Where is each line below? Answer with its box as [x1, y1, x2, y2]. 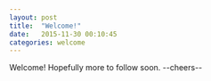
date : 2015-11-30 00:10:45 [9, 29, 118, 38]
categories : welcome [9, 37, 86, 47]
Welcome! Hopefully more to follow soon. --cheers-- [9, 62, 203, 73]
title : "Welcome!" [9, 21, 82, 30]
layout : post [9, 12, 58, 22]
